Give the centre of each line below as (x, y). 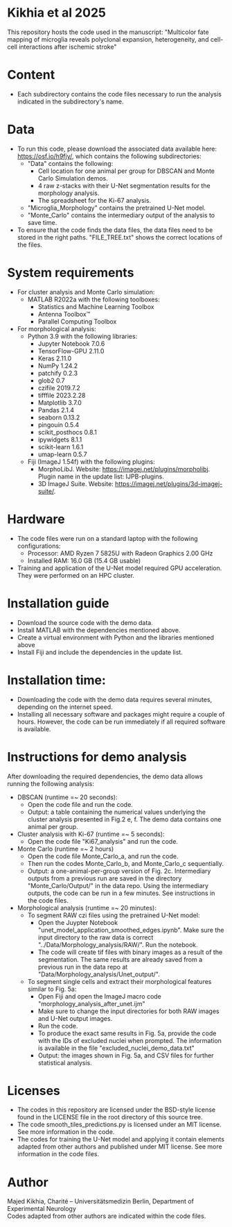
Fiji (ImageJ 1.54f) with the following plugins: (91, 461)
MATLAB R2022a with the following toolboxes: (94, 299)
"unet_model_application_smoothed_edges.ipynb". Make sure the (131, 930)
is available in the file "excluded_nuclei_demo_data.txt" (116, 1048)
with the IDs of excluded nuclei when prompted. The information (130, 1040)
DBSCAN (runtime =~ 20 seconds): (67, 797)
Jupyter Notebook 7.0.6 (71, 343)
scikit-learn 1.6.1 (61, 446)
